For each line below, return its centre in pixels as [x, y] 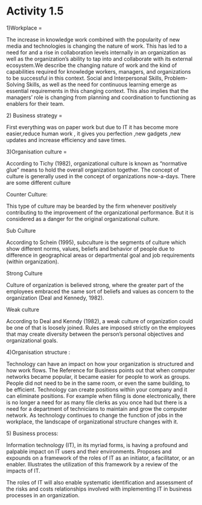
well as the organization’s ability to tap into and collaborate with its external [99, 59]
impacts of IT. [23, 471]
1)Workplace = [24, 28]
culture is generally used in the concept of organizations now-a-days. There [101, 176]
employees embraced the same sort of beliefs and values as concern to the [100, 291]
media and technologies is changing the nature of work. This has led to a [97, 46]
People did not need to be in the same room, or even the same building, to [98, 383]
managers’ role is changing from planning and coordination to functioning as [101, 97]
